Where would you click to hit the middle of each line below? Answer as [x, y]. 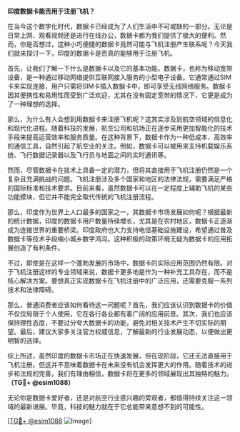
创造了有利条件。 [39, 248]
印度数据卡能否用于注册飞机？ [51, 11]
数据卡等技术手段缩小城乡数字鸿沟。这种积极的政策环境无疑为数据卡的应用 [117, 239]
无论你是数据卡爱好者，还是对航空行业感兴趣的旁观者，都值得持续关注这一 [117, 398]
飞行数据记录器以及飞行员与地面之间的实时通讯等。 [95, 155]
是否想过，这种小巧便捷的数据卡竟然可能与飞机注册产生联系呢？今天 [126, 44]
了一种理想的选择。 [36, 104]
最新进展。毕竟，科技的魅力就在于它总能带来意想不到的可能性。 [114, 407]
